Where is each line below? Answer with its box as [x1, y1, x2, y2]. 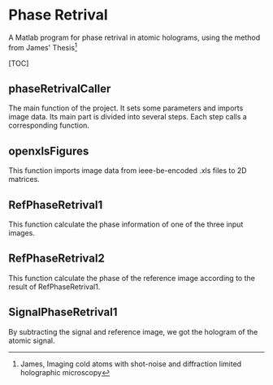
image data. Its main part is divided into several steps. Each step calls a [8, 112, 248, 122]
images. [8, 228, 35, 238]
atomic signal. [8, 335, 55, 345]
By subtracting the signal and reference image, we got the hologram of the [8, 327, 258, 336]
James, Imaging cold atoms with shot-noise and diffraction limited [19, 359, 242, 369]
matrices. [8, 175, 41, 184]
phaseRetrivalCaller [8, 81, 111, 95]
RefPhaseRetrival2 [8, 252, 106, 266]
